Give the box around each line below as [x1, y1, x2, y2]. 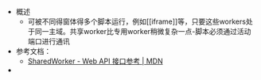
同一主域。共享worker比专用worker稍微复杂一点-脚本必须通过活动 [34, 27, 251, 36]
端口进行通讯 [27, 36, 70, 46]
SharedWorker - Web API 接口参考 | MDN [27, 56, 163, 66]
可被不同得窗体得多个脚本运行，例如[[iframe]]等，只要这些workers [27, 17, 247, 26]
